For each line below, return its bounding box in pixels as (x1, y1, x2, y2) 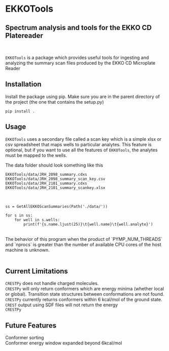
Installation (5, 80, 42, 89)
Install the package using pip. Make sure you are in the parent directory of (5, 93, 160, 100)
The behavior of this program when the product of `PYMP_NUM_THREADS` (5, 236, 162, 242)
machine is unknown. (5, 247, 50, 253)
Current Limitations (5, 267, 69, 276)
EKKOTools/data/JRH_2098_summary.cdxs (5, 172, 87, 177)
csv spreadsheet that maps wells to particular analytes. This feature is (5, 141, 152, 147)
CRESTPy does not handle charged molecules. (5, 280, 99, 286)
